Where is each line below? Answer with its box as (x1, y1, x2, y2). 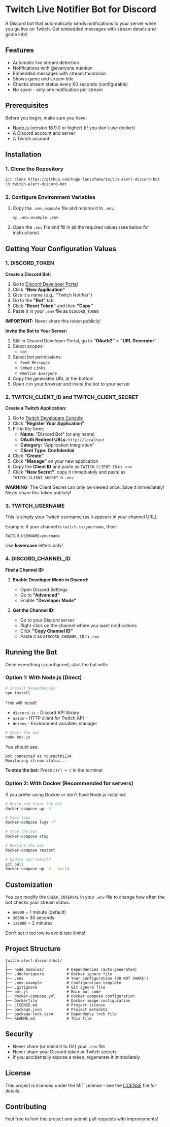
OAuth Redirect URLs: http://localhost (20, 436, 105, 443)
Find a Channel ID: (5, 567, 45, 573)
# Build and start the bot (5, 801, 62, 807)
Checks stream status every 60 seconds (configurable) (12, 81, 128, 87)
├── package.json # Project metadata (5, 1007, 108, 1012)
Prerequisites (5, 101, 49, 110)
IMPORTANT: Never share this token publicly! (5, 318, 101, 324)
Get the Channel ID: (12, 607, 55, 613)
